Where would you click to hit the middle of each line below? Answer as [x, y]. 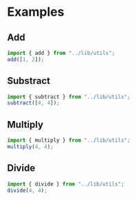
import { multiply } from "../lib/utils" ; [69, 141]
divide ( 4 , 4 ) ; [27, 190]
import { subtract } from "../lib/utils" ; [69, 97]
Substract [29, 81]
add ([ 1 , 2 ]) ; [26, 59]
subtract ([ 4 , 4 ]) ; [33, 103]
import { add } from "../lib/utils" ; [61, 53]
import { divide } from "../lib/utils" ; [66, 184]
